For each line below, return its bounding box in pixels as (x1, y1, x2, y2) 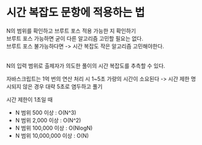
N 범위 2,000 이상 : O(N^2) (15, 116, 81, 123)
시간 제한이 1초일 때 (6, 96, 53, 103)
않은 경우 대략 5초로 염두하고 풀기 (22, 82, 103, 90)
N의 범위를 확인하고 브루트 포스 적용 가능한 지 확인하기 (6, 27, 137, 34)
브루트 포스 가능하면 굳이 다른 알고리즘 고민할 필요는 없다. (6, 34, 144, 42)
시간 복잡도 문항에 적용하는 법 (6, 6, 145, 20)
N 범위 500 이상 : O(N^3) (15, 109, 77, 116)
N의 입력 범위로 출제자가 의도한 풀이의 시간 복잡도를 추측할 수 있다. (6, 62, 165, 69)
